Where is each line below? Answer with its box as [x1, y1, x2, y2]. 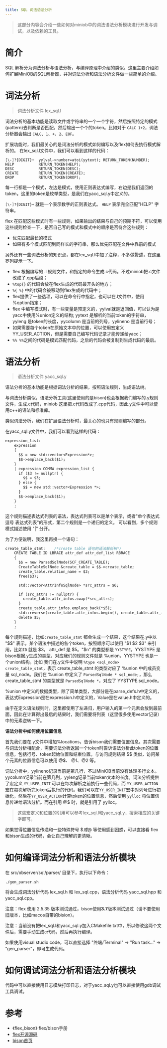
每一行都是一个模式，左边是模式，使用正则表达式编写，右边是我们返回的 [5, 184, 153, 190]
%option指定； [12, 300, 43, 306]
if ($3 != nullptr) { [18, 471, 64, 476]
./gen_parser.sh [5, 879, 39, 884]
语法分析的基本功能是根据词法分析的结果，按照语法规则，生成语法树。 [5, 384, 149, 390]
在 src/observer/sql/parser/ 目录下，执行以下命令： [5, 870, 110, 875]
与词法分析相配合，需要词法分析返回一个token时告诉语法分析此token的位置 [5, 745, 159, 751]
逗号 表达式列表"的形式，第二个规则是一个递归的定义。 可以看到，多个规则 [5, 519, 158, 525]
